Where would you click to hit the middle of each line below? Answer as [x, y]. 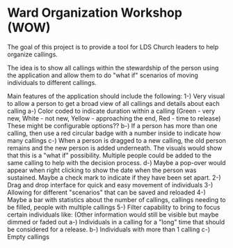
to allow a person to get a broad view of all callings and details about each [114, 103]
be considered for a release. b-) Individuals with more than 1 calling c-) [109, 229]
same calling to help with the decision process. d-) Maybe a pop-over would [116, 162]
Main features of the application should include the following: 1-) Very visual [116, 96]
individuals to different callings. [52, 82]
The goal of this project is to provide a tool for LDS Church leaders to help [113, 47]
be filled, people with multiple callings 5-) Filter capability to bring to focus [114, 207]
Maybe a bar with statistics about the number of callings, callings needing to [116, 199]
